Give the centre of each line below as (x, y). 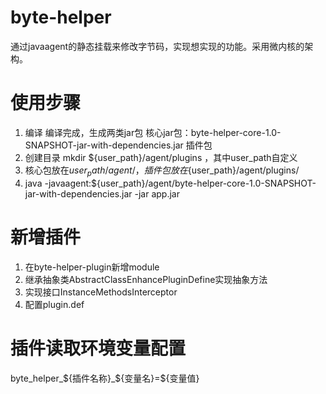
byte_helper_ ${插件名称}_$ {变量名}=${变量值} (105, 378)
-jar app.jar (157, 193)
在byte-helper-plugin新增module (92, 267)
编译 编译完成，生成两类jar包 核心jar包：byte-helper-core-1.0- (153, 132)
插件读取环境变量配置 (98, 348)
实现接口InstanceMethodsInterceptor (101, 292)
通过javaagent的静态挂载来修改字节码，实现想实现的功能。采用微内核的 (157, 46)
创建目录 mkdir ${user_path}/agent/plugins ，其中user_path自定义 (161, 157)
